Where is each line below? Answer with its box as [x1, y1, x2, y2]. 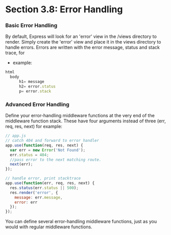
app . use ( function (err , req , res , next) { [5, 181, 95, 186]
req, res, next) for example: [5, 123, 63, 130]
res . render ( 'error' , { [10, 190, 58, 195]
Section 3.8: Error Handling [5, 4, 123, 15]
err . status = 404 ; [10, 152, 50, 157]
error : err [14, 200, 38, 205]
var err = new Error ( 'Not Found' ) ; [10, 147, 86, 153]
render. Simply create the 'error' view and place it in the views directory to [5, 39, 161, 45]
